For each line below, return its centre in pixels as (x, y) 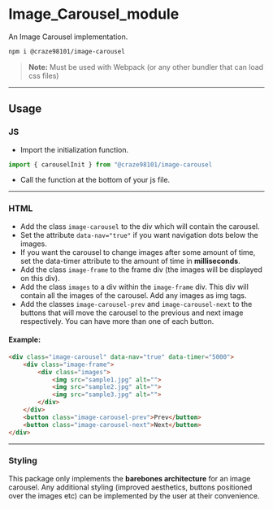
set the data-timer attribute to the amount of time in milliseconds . (130, 261)
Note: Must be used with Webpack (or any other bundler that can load (146, 67)
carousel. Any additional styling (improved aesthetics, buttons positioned (130, 487)
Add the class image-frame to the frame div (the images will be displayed (141, 270)
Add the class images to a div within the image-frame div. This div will (134, 287)
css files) (43, 75)
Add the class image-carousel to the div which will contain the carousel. (140, 226)
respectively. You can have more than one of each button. (117, 321)
